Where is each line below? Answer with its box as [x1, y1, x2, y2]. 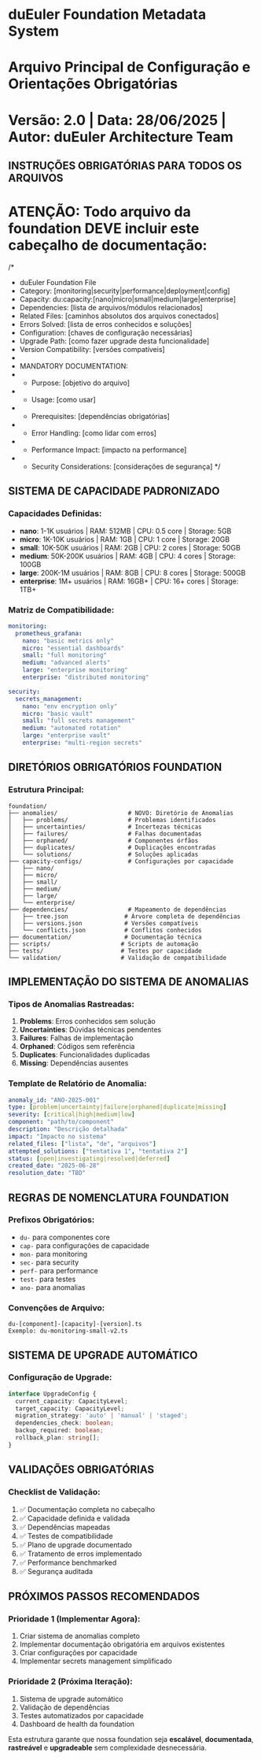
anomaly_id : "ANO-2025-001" [8, 1096, 101, 1104]
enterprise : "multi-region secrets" [22, 739, 143, 747]
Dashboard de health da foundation [19, 1719, 135, 1729]
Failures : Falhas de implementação [19, 1033, 134, 1043]
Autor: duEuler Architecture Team [8, 128, 233, 146]
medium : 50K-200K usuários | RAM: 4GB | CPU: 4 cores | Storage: [19, 551, 236, 561]
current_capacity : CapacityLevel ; [15, 1397, 128, 1405]
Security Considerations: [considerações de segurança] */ [31, 461, 221, 471]
